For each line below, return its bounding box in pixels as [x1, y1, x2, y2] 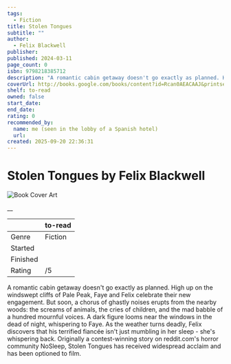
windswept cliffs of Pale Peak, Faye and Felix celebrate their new [7, 291, 191, 299]
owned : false [7, 94, 45, 101]
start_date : [7, 100, 41, 107]
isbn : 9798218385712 [7, 68, 67, 74]
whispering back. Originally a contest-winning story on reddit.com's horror [7, 335, 219, 343]
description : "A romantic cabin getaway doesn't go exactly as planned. [7, 74, 220, 81]
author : [7, 36, 30, 43]
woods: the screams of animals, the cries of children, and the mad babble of [7, 305, 223, 314]
